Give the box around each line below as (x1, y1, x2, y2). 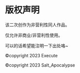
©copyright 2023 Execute (5, 52, 58, 58)
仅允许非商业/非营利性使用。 (5, 32, 63, 38)
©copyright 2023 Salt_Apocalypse (5, 62, 75, 68)
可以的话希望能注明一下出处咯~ (5, 42, 69, 48)
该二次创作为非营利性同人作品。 (5, 22, 70, 28)
